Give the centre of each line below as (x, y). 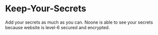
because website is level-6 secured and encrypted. (57, 27)
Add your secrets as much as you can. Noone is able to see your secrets (79, 22)
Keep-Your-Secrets (46, 9)
